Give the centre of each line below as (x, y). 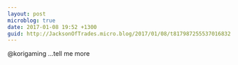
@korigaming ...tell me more (49, 54)
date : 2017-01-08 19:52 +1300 (52, 27)
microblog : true (31, 20)
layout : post (27, 14)
